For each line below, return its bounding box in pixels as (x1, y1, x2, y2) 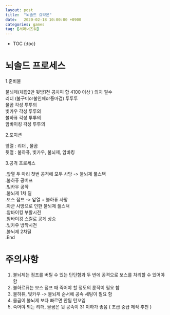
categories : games (5, 22, 45, 27)
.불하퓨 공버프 (5, 177, 33, 183)
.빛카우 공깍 (5, 184, 29, 190)
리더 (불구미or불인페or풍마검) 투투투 (5, 95, 78, 101)
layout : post (5, 7, 33, 13)
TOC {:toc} (12, 40, 36, 47)
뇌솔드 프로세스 (5, 60, 66, 72)
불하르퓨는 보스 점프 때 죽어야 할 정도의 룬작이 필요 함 (12, 285, 120, 290)
